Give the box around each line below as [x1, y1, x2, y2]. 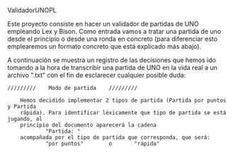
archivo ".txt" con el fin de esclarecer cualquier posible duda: [7, 71, 186, 79]
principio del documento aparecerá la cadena [20, 122, 157, 129]
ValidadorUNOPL [7, 6, 57, 14]
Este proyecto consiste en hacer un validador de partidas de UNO [7, 20, 200, 28]
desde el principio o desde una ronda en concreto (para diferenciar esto [7, 35, 218, 43]
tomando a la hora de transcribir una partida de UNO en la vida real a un [7, 64, 217, 71]
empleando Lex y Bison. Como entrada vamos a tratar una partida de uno [7, 28, 222, 35]
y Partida [7, 103, 37, 110]
